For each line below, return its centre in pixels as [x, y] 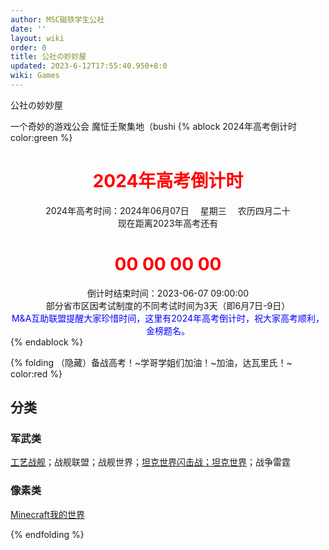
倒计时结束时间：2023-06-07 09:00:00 [168, 293]
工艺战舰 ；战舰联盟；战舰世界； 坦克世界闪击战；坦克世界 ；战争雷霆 [150, 462]
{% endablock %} [47, 342]
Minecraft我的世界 [47, 514]
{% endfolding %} [47, 534]
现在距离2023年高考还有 [168, 223]
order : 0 [28, 47]
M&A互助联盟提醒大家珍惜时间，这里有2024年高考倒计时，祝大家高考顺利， [168, 318]
